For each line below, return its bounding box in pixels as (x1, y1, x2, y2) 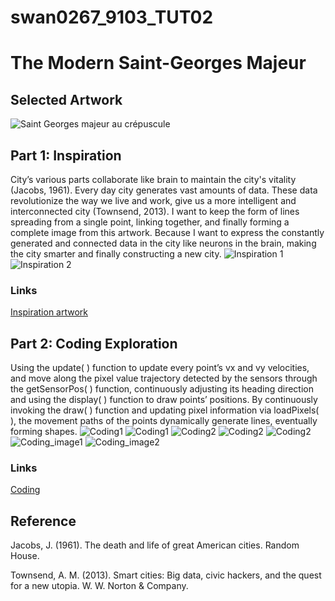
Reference (10, 512, 77, 530)
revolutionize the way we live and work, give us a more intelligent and (10, 195, 297, 206)
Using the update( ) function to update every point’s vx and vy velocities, (10, 362, 310, 374)
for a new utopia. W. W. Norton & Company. (10, 580, 189, 592)
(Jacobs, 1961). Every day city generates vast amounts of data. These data (10, 184, 318, 196)
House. (10, 550, 40, 562)
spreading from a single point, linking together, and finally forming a (10, 216, 290, 228)
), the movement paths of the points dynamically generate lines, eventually (10, 415, 318, 427)
